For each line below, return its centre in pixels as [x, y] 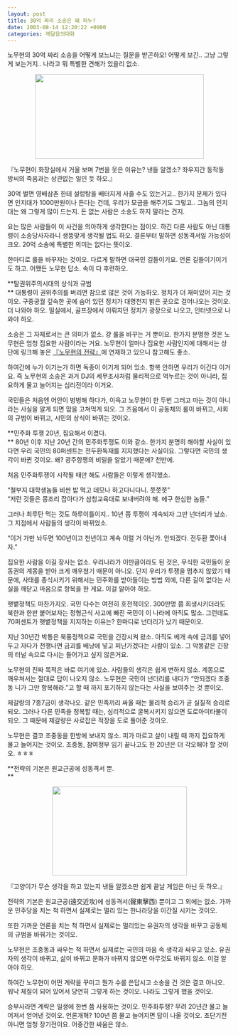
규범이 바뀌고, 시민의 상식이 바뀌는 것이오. [72, 418]
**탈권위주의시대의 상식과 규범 [50, 284]
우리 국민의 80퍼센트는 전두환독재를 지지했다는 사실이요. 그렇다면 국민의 [120, 451]
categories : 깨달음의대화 [41, 34]
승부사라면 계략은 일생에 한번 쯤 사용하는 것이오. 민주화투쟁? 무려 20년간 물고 [114, 1007]
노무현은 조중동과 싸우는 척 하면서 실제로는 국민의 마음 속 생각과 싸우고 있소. [113, 950]
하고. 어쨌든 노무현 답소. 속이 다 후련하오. [71, 268]
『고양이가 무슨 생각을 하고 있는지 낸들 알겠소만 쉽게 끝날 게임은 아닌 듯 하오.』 [117, 886]
